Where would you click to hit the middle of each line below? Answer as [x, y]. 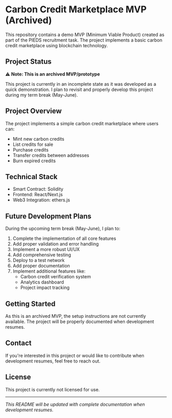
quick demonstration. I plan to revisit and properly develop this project [79, 89]
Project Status [29, 62]
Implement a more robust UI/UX [46, 250]
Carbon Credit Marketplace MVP [76, 9]
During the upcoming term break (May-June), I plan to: [63, 229]
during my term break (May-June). [42, 95]
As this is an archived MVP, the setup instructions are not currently [76, 316]
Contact [18, 343]
